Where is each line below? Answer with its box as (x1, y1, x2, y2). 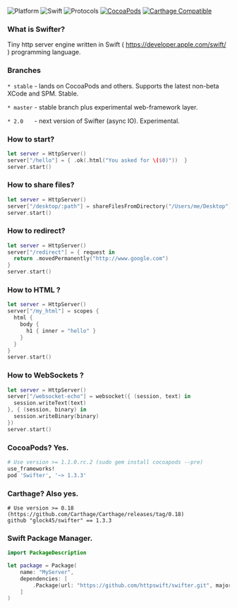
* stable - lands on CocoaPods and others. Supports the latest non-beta (7, 81, 219, 90)
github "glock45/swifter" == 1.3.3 (7, 517, 112, 524)
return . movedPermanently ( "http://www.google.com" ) (13, 255, 169, 262)
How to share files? (7, 180, 75, 190)
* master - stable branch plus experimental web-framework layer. (7, 103, 198, 111)
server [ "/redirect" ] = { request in (7, 248, 115, 256)
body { (20, 321, 39, 328)
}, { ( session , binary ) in (7, 407, 87, 414)
